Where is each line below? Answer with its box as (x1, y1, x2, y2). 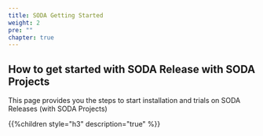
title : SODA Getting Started (8, 11, 104, 20)
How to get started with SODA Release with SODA (8, 62, 256, 75)
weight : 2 (8, 19, 41, 27)
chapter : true (8, 33, 55, 42)
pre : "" (8, 26, 34, 34)
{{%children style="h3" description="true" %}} (8, 119, 161, 129)
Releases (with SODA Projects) (8, 104, 108, 114)
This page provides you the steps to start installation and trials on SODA (8, 96, 241, 105)
